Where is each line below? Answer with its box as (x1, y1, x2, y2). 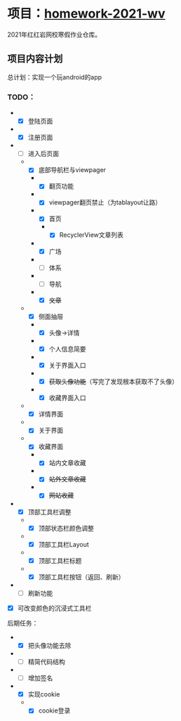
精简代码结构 (27, 658, 65, 666)
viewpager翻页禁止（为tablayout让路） (48, 198, 162, 207)
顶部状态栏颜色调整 (38, 524, 95, 532)
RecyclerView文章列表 (59, 230, 124, 239)
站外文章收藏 (48, 475, 86, 483)
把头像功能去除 (27, 641, 72, 649)
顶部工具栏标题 (38, 556, 82, 565)
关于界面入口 (48, 360, 86, 369)
